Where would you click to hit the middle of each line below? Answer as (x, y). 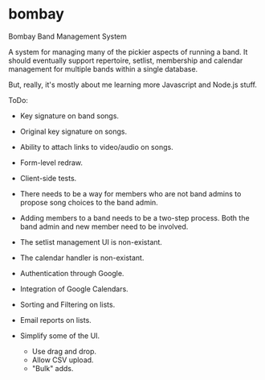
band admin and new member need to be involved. (104, 226)
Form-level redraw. (51, 163)
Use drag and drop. (64, 351)
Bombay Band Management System (67, 36)
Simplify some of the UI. (60, 336)
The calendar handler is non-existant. (82, 258)
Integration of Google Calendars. (74, 289)
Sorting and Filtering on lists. (67, 304)
